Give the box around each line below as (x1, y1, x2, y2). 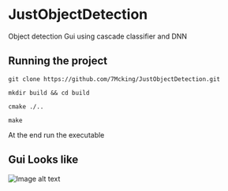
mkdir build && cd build (8, 89, 90, 97)
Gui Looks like (8, 153, 79, 167)
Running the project (8, 54, 108, 68)
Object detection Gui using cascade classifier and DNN (8, 31, 188, 41)
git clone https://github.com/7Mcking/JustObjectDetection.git (8, 75, 221, 83)
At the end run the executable (8, 130, 105, 139)
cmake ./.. (8, 102, 44, 111)
